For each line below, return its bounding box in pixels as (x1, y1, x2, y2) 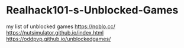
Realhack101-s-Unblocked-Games (6, 4, 179, 17)
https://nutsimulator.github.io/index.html (6, 29, 104, 36)
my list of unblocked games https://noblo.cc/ (6, 23, 115, 30)
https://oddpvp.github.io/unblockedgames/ (6, 35, 111, 42)
